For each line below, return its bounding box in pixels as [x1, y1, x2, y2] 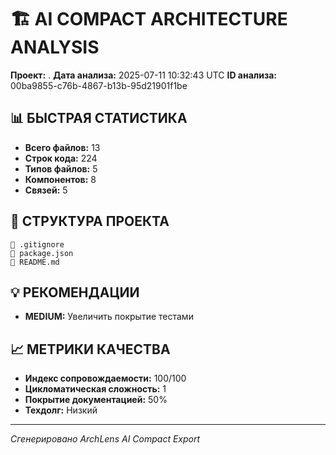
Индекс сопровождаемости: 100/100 [24, 372, 187, 385]
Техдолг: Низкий [24, 404, 98, 416]
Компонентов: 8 [24, 173, 97, 185]
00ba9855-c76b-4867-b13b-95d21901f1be [10, 79, 188, 91]
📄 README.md [10, 257, 60, 267]
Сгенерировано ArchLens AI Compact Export [10, 433, 201, 445]
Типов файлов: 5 [24, 162, 98, 175]
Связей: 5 [24, 184, 68, 196]
